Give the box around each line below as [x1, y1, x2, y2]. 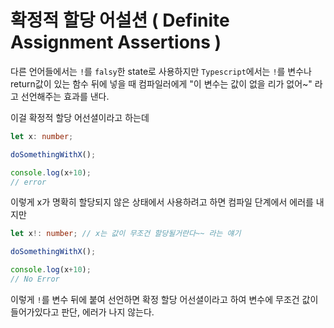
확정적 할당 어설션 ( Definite [10, 9, 230, 32]
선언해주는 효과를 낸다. [20, 90, 110, 102]
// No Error [10, 274, 60, 285]
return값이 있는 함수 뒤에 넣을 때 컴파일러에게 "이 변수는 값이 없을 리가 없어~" [10, 77, 313, 90]
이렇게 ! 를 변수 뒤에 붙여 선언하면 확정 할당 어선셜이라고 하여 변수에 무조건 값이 [10, 293, 319, 305]
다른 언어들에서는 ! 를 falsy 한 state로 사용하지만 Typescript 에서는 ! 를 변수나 [10, 65, 313, 77]
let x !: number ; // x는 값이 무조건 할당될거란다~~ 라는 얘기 [10, 229, 242, 239]
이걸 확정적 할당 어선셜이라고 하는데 [10, 111, 150, 123]
